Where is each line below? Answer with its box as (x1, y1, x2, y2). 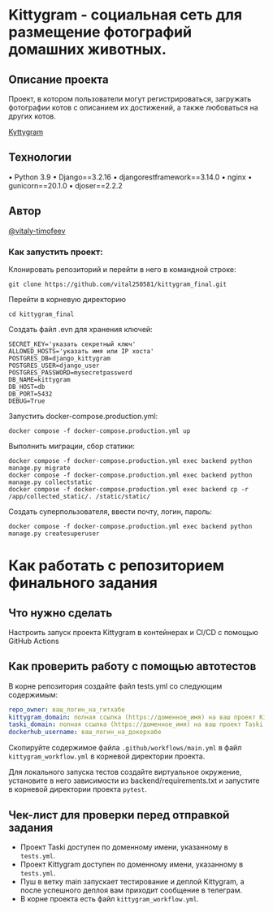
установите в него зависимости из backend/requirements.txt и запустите (8, 776, 260, 785)
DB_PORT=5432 (8, 390, 53, 398)
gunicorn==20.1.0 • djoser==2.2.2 (8, 180, 123, 190)
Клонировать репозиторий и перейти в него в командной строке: (8, 264, 236, 274)
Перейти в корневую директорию (8, 294, 127, 304)
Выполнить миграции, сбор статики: (8, 441, 136, 451)
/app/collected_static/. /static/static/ (8, 492, 151, 500)
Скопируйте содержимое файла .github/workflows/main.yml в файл (8, 743, 242, 753)
